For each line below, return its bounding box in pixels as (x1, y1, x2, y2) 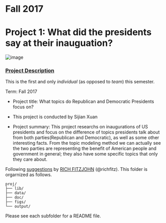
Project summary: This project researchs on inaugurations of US (12, 124, 148, 130)
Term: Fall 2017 (5, 88, 37, 95)
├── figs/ (5, 199, 27, 205)
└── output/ (5, 204, 31, 209)
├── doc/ (5, 195, 24, 200)
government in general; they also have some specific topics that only (12, 151, 158, 157)
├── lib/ (5, 186, 24, 191)
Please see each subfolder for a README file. (5, 213, 101, 219)
